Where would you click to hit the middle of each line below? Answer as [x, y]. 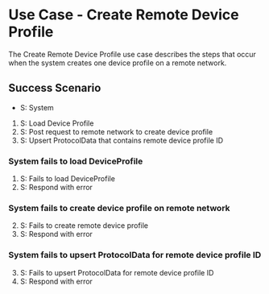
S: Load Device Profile [57, 123]
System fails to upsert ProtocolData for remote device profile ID [135, 255]
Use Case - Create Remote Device [124, 15]
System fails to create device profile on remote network [120, 208]
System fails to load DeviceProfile [76, 161]
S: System [37, 107]
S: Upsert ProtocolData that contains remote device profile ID [122, 140]
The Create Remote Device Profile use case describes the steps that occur [132, 54]
